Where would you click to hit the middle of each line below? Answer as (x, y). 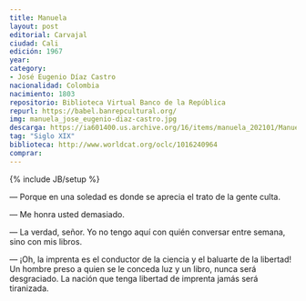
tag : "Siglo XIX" (42, 136)
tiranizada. (29, 288)
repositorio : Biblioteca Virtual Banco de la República (117, 102)
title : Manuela (38, 18)
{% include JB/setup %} (55, 179)
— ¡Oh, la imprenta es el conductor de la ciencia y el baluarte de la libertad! (151, 259)
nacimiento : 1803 (42, 94)
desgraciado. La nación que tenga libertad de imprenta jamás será (134, 278)
